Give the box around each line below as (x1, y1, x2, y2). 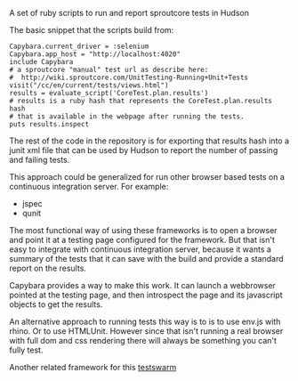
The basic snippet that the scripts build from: (9, 25, 174, 35)
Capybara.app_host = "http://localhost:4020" (9, 50, 181, 59)
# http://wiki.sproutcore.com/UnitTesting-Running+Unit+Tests (9, 73, 249, 82)
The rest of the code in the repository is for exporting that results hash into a (9, 135, 290, 146)
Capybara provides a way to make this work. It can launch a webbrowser (9, 280, 276, 290)
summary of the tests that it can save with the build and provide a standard (9, 254, 284, 263)
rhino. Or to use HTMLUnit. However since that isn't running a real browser (9, 326, 284, 336)
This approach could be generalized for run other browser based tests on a (9, 172, 285, 182)
